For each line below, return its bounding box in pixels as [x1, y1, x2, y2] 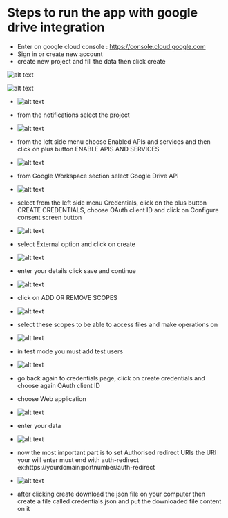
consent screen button [17, 213, 82, 221]
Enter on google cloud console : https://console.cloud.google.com [17, 42, 206, 50]
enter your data [17, 421, 61, 429]
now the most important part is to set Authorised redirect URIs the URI [17, 448, 217, 456]
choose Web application [17, 394, 86, 403]
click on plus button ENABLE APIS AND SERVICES [17, 145, 160, 153]
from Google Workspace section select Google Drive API [17, 172, 179, 180]
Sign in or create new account [17, 50, 103, 58]
